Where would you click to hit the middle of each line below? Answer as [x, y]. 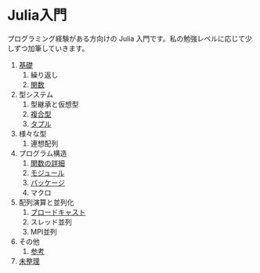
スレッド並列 [51, 222]
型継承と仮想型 [54, 104]
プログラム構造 [43, 153]
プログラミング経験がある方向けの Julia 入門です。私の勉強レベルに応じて [126, 38]
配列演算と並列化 [46, 202]
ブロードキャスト [58, 212]
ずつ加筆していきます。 [51, 48]
